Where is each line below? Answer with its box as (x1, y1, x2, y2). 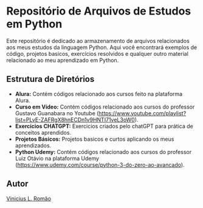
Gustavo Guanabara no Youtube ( (15, 109, 99, 116)
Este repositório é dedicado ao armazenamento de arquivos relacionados (6, 37, 190, 44)
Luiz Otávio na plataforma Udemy (15, 155, 99, 162)
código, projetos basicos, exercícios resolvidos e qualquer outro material (6, 50, 188, 57)
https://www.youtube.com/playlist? (98, 109, 187, 116)
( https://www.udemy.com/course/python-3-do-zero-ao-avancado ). (15, 161, 185, 168)
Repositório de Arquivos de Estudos (6, 4, 191, 18)
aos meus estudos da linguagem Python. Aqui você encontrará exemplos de (6, 44, 198, 51)
